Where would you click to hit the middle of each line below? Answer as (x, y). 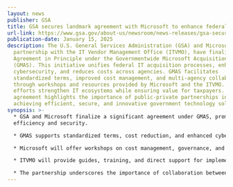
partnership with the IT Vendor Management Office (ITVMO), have (110, 53)
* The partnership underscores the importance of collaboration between (121, 173)
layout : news (26, 14)
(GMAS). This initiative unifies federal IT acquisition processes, (114, 65)
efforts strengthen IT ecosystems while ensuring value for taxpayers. (119, 91)
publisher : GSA (29, 20)
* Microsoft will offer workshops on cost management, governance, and (119, 148)
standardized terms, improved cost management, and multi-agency (110, 78)
